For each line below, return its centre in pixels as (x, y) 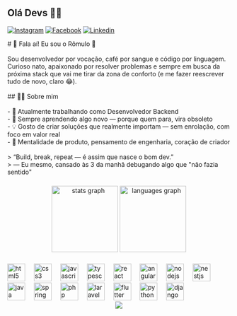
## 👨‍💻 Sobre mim (33, 96)
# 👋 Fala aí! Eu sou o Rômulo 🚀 (52, 44)
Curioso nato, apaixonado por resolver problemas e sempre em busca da (114, 66)
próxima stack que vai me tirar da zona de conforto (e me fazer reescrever (116, 74)
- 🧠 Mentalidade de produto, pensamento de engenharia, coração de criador (119, 141)
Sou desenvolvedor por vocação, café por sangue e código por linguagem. (117, 59)
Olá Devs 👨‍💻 (35, 13)
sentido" (20, 172)
